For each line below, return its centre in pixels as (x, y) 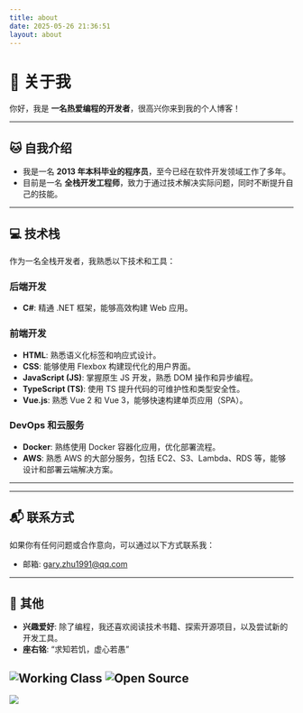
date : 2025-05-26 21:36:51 (60, 26)
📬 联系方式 (42, 518)
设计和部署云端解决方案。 (70, 469)
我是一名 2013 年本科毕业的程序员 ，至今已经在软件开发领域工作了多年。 (156, 171)
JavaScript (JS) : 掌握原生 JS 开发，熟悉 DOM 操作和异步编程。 (140, 377)
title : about (34, 18)
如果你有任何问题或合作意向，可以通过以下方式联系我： (112, 544)
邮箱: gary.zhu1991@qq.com (75, 563)
